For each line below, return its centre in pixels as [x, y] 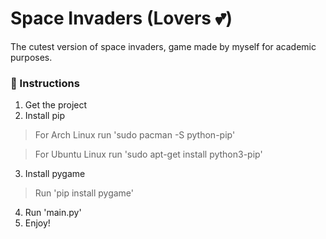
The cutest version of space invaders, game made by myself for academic [163, 46]
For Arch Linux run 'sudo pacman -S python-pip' [135, 135]
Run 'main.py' [53, 213]
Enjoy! [37, 223]
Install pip [44, 116]
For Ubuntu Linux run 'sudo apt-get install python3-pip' [148, 154]
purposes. [31, 57]
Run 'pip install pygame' [84, 193]
